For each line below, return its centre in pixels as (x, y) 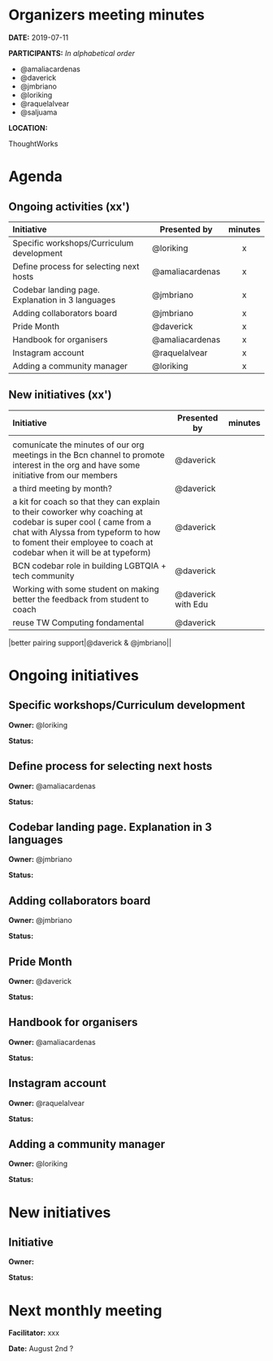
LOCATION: (28, 128)
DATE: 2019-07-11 (39, 37)
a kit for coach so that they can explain (86, 502)
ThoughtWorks (33, 143)
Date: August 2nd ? (41, 1349)
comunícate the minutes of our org (78, 445)
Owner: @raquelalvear (47, 1102)
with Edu (191, 604)
